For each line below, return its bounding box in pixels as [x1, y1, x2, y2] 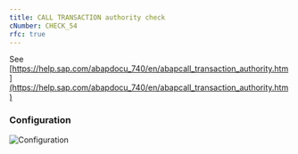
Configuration [9, 114, 71, 126]
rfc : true [9, 29, 46, 38]
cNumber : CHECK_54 [9, 21, 78, 30]
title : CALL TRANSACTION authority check [9, 12, 166, 22]
